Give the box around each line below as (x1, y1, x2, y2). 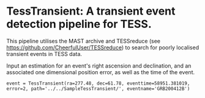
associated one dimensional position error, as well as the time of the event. (6, 68, 195, 75)
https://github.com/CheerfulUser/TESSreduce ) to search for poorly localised (6, 44, 199, 51)
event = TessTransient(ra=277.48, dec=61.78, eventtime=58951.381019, (6, 80, 190, 86)
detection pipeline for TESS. (6, 17, 152, 31)
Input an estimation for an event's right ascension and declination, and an (6, 62, 192, 69)
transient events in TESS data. (6, 50, 83, 57)
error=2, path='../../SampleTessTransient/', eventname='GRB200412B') (6, 85, 190, 92)
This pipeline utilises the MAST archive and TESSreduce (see (6, 37, 161, 44)
